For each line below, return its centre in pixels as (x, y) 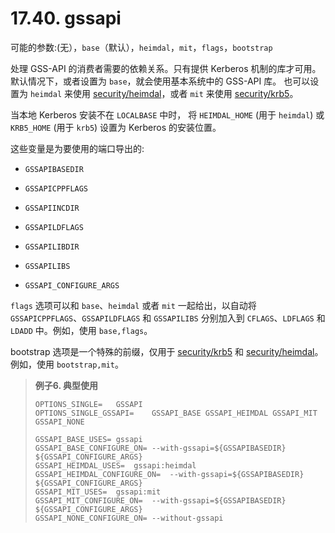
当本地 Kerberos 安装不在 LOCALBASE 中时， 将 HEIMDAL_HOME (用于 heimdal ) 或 (167, 114)
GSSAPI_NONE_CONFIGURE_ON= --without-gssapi (129, 518)
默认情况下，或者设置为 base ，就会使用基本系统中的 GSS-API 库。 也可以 (160, 81)
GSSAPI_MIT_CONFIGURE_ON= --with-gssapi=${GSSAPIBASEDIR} (160, 500)
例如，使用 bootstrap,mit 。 (67, 364)
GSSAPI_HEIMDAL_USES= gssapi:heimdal (115, 465)
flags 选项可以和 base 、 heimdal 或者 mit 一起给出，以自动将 (133, 305)
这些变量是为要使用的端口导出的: (77, 148)
